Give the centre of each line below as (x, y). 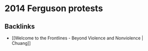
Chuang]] (21, 43)
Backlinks (20, 26)
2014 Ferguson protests (54, 8)
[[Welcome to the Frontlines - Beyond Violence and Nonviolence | (77, 38)
